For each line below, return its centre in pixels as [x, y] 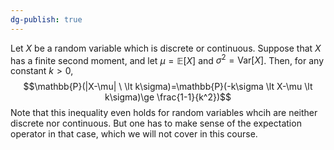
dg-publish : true [46, 19]
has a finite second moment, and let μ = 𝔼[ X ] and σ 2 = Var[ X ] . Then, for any [167, 59]
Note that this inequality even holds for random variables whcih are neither [164, 113]
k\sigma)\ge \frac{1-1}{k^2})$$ [168, 97]
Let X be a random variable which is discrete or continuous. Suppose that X [166, 48]
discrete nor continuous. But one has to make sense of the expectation [156, 123]
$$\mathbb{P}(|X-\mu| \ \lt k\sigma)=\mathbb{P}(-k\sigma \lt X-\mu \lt [168, 87]
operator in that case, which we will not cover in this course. [134, 134]
